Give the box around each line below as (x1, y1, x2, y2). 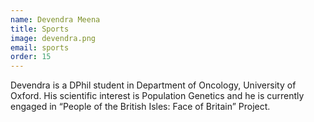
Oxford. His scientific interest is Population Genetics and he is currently (10, 90, 305, 102)
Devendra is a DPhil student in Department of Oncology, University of (10, 79, 297, 91)
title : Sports (10, 24, 70, 34)
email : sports (10, 42, 70, 53)
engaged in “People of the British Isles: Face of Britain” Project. (10, 101, 271, 113)
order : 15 (10, 52, 52, 62)
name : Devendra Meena (10, 14, 101, 25)
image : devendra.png (10, 33, 97, 43)
